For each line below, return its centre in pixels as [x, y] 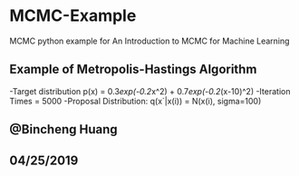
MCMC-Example [73, 16]
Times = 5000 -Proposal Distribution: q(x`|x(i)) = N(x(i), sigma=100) [135, 101]
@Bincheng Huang [63, 129]
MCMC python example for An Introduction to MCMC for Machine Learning [149, 41]
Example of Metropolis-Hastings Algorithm [133, 69]
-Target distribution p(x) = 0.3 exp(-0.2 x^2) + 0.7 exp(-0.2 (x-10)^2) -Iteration [150, 91]
